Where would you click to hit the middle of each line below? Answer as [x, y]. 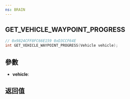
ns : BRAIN [15, 10]
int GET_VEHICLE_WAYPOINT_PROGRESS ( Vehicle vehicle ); [62, 46]
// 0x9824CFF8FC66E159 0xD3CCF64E [41, 41]
